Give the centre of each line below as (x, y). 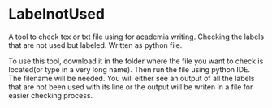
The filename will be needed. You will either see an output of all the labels (132, 78)
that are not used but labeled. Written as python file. (95, 45)
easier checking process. (51, 95)
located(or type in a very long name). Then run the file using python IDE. (129, 69)
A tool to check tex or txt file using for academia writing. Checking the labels (136, 37)
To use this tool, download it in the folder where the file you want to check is (136, 61)
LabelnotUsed (57, 14)
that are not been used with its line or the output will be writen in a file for (131, 87)
